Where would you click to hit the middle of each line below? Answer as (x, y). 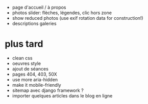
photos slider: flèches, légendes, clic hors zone (62, 13)
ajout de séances (30, 68)
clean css (22, 58)
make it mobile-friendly (37, 85)
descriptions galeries (34, 23)
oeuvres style (27, 63)
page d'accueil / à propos (39, 7)
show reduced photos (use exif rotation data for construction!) (78, 18)
